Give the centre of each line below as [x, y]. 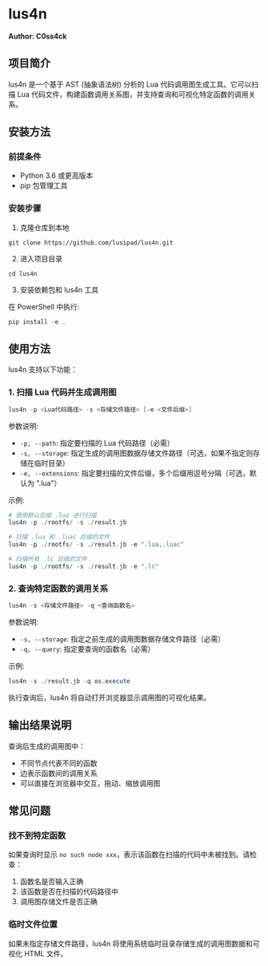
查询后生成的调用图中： [47, 746]
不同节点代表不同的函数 [58, 763]
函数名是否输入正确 [52, 882]
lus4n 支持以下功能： [43, 370]
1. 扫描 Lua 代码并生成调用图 [63, 392]
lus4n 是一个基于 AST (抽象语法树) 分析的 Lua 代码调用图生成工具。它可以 [130, 84]
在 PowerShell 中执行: [44, 306]
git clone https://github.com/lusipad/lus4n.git [91, 243]
